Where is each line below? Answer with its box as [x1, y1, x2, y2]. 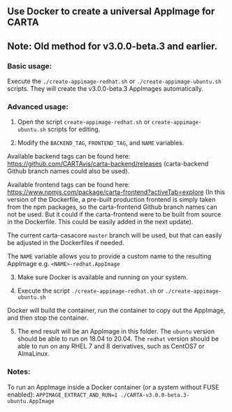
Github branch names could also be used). [7, 167, 130, 175]
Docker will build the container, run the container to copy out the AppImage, [7, 307, 226, 315]
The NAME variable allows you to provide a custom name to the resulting [7, 252, 212, 260]
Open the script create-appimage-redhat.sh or [17, 118, 150, 126]
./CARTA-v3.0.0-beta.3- [120, 391, 190, 399]
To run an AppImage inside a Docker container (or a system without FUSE [7, 383, 219, 391]
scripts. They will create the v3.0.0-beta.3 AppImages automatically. [7, 84, 204, 93]
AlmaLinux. [17, 349, 50, 358]
